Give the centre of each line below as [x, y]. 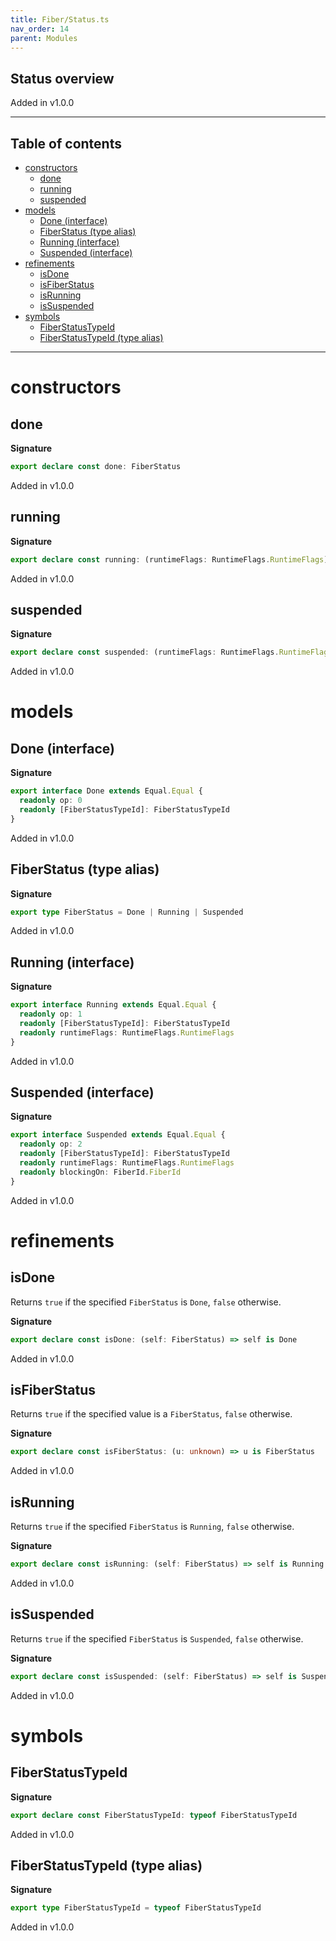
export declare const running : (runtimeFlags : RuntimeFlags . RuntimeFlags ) [169, 559]
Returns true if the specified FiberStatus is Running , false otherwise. [152, 1527]
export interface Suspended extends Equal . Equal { [118, 1135]
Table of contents [66, 143]
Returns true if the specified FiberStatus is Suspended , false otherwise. [157, 1638]
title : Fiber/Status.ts [60, 19]
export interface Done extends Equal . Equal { [106, 791]
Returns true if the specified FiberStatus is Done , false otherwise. [146, 1302]
